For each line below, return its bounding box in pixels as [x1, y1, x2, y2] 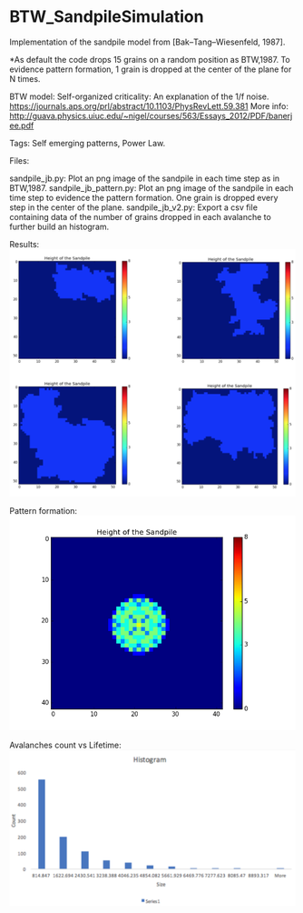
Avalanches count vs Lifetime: [9, 739, 122, 750]
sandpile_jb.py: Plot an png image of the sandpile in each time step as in [9, 173, 280, 184]
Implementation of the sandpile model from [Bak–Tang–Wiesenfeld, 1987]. [9, 36, 286, 47]
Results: [9, 238, 40, 249]
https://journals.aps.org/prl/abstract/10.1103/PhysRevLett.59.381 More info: [9, 100, 288, 111]
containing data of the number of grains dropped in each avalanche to [9, 211, 272, 222]
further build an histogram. [9, 221, 110, 232]
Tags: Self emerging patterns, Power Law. [9, 137, 166, 148]
